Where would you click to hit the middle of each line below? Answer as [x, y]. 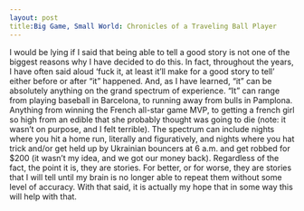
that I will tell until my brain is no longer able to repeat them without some [146, 177]
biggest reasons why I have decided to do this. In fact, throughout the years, [152, 62]
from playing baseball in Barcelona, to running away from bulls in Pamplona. [151, 100]
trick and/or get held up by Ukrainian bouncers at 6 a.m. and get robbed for [150, 148]
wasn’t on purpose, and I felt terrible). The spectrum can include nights [142, 129]
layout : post [34, 18]
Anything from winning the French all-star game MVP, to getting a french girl [152, 110]
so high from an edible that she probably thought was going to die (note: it [148, 120]
